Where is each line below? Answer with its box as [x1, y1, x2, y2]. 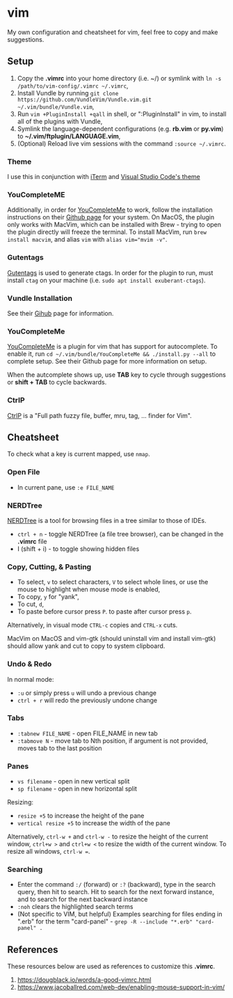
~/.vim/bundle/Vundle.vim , [17, 102, 95, 111]
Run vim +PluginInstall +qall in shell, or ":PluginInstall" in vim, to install [17, 109, 227, 118]
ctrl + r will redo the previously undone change [17, 696, 158, 704]
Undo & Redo [7, 660, 52, 669]
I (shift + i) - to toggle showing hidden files [17, 545, 140, 553]
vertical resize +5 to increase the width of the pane [17, 819, 170, 827]
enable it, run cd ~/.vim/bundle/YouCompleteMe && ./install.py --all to [7, 350, 216, 358]
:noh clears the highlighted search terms [17, 903, 134, 911]
